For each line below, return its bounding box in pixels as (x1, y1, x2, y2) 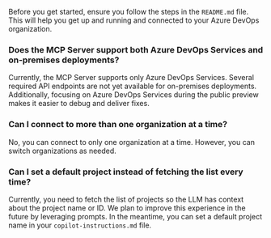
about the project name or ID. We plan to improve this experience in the (8, 202, 246, 213)
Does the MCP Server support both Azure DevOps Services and (8, 44, 264, 55)
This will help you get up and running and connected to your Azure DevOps (8, 15, 260, 25)
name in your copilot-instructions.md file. (8, 220, 152, 230)
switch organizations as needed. (8, 146, 117, 155)
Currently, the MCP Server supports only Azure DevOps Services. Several (8, 73, 255, 83)
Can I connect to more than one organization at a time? (8, 119, 228, 130)
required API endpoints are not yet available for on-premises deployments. (8, 81, 257, 91)
